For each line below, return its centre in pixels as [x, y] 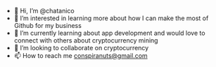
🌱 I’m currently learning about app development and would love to [109, 33]
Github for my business [48, 25]
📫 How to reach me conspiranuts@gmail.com [81, 55]
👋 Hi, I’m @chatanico [44, 11]
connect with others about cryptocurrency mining [86, 40]
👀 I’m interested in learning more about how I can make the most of [111, 18]
